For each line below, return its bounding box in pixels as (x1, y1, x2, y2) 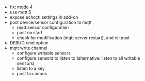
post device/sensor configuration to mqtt (9, 19, 92, 25)
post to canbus (16, 71, 47, 76)
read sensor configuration (16, 25, 69, 30)
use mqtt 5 (9, 9, 32, 15)
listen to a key (16, 66, 45, 71)
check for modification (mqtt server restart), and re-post (16, 35, 130, 40)
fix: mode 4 (9, 4, 33, 10)
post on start (16, 30, 43, 35)
